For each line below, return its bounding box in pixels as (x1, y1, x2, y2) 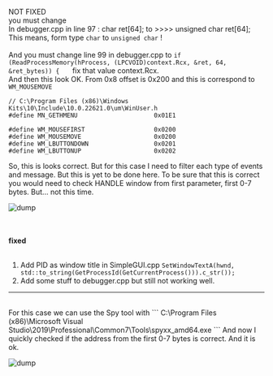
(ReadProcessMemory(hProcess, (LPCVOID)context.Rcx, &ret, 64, (8, 58, 227, 67)
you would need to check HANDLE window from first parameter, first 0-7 (8, 179, 252, 188)
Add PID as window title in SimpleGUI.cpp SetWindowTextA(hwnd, (19, 260, 236, 270)
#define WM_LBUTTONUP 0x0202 (8, 147, 176, 155)
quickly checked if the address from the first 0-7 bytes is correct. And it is (8, 334, 256, 344)
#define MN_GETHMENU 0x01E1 (8, 111, 176, 119)
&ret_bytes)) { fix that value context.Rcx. (8, 66, 160, 76)
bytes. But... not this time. (8, 187, 94, 197)
